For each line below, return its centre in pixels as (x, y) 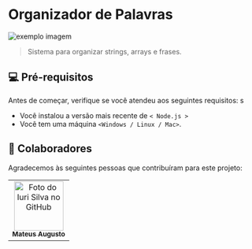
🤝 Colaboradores (50, 149)
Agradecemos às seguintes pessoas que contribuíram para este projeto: (125, 168)
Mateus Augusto (39, 234)
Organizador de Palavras (91, 15)
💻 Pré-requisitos (51, 78)
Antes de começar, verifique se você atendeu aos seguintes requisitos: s (126, 100)
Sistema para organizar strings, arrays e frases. (105, 51)
